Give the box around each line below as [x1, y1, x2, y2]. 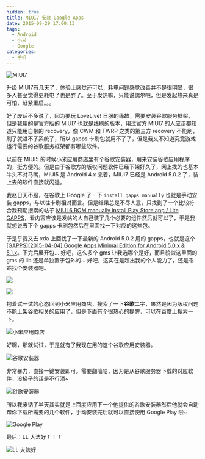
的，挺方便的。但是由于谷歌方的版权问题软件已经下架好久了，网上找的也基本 [6, 163, 199, 170]
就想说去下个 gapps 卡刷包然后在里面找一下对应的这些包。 [6, 222, 154, 229]
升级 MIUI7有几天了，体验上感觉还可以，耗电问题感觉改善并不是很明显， [6, 84, 189, 91]
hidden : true [6, 9, 40, 15]
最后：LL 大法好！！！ [6, 433, 62, 440]
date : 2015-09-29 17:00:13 [6, 20, 75, 26]
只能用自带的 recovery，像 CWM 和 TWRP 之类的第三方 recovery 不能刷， [11, 127, 198, 134]
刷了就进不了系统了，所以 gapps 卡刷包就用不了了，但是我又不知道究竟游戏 [6, 135, 196, 142]
